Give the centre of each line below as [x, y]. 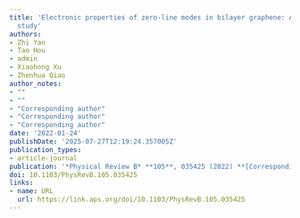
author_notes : [36, 84]
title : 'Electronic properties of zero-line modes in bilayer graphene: [147, 17]
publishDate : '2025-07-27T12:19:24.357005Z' [93, 141]
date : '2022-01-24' [46, 133]
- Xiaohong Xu [36, 68]
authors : [25, 34]
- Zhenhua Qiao [37, 76]
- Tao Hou [28, 51]
